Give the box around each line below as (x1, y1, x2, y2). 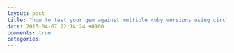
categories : (7, 36, 42, 43)
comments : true (7, 29, 52, 36)
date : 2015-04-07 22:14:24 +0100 (7, 23, 104, 30)
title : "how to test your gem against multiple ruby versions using (7, 17, 210, 23)
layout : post (7, 10, 45, 17)
